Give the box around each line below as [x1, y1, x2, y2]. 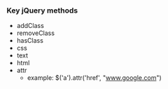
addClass [16, 22, 45, 30]
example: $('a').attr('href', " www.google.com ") [27, 74, 162, 82]
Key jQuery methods [6, 6, 78, 15]
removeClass [16, 29, 55, 37]
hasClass [16, 36, 43, 45]
